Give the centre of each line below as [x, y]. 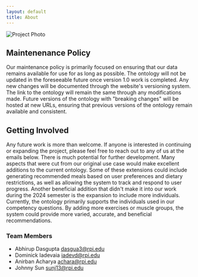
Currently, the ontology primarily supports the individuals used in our [90, 202]
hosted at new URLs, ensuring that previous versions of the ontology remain [99, 105]
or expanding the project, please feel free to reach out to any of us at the [95, 151]
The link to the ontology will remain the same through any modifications [94, 92]
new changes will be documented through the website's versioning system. [99, 86]
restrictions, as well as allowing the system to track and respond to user [94, 183]
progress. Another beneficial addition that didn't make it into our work [91, 189]
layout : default [26, 12]
